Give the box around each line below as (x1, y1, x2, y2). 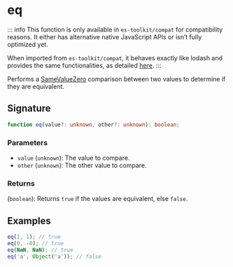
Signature (7, 102, 51, 114)
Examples (7, 214, 51, 226)
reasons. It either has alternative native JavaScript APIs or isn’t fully (7, 32, 202, 41)
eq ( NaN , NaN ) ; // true (7, 246, 73, 254)
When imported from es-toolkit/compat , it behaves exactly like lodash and (7, 53, 223, 62)
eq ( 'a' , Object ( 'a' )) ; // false (7, 253, 101, 260)
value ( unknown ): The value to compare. (17, 153, 130, 162)
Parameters (7, 137, 48, 147)
